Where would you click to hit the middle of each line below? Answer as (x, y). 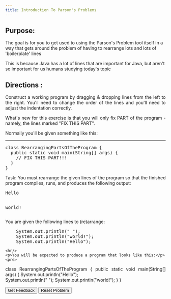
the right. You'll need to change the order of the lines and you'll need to (85, 103)
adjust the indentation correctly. (39, 108)
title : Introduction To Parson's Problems (51, 10)
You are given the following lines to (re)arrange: (55, 222)
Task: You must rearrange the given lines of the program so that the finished (85, 178)
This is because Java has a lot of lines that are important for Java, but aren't (85, 64)
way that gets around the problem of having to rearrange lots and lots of (81, 48)
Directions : (24, 85)
